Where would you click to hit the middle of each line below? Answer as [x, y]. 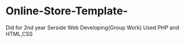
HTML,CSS [19, 33]
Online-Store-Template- [67, 11]
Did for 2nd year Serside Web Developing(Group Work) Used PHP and [92, 27]
